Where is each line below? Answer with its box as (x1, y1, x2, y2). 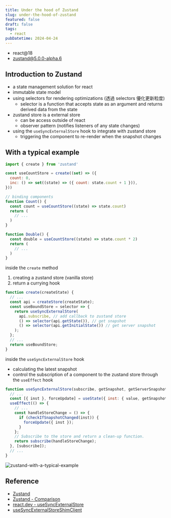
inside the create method (5, 265, 59, 271)
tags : (5, 27, 17, 32)
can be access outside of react (20, 117, 85, 123)
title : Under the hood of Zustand (5, 7, 79, 13)
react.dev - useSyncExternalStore (12, 501, 84, 507)
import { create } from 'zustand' (5, 162, 79, 167)
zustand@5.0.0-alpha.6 (12, 55, 62, 61)
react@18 (12, 49, 33, 56)
